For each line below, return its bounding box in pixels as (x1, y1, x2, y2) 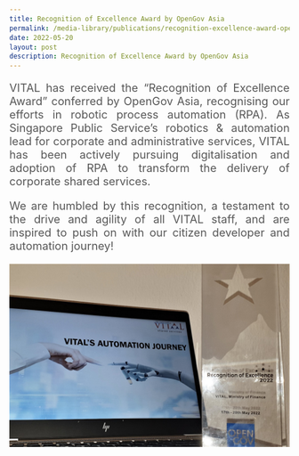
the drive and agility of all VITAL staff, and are (9, 212, 290, 227)
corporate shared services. (9, 175, 151, 189)
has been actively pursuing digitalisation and (9, 148, 290, 162)
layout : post (9, 43, 58, 52)
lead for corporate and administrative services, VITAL (9, 134, 290, 149)
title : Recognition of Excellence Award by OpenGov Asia (9, 14, 225, 23)
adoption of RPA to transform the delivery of (9, 161, 290, 175)
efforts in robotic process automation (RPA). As (9, 108, 290, 122)
